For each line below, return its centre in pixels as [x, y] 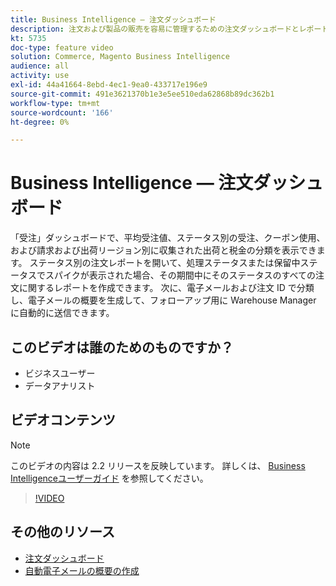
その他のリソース [62, 532]
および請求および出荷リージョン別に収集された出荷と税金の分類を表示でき [163, 250]
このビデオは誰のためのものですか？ [122, 347]
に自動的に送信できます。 [62, 313]
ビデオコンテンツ [63, 420]
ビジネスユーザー [60, 373]
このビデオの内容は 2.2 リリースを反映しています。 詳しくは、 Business [158, 465]
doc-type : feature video [62, 47]
